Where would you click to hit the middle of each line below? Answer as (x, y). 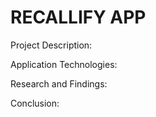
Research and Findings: (59, 83)
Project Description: (51, 45)
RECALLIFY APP (78, 17)
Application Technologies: (64, 64)
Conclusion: (35, 103)
